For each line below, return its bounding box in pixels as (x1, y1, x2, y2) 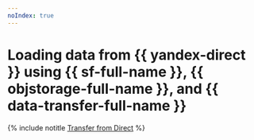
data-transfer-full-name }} (7, 96, 187, 115)
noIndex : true (7, 11, 55, 20)
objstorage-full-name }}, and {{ (7, 80, 219, 98)
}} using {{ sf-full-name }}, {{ (7, 63, 204, 80)
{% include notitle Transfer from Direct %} (7, 122, 146, 132)
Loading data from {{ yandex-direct (7, 45, 246, 64)
